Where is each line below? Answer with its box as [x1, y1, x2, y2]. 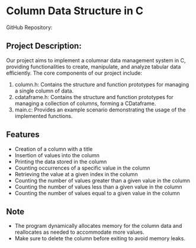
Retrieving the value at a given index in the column [14, 170, 138, 177]
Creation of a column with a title [14, 145, 93, 152]
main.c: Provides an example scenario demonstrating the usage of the [14, 106, 186, 113]
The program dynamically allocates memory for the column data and [14, 222, 182, 230]
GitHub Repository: [6, 24, 53, 31]
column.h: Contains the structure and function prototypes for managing [14, 81, 189, 88]
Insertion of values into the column [14, 151, 99, 158]
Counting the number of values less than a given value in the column [14, 183, 182, 190]
